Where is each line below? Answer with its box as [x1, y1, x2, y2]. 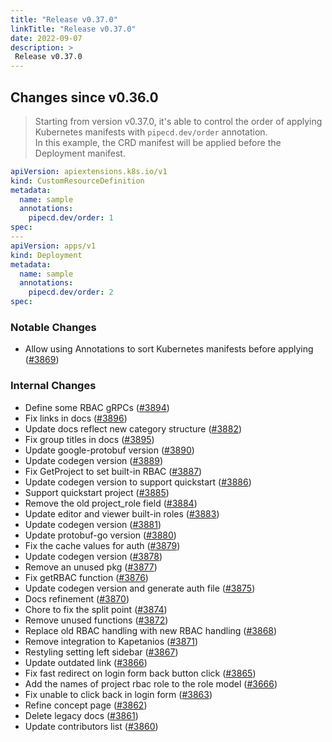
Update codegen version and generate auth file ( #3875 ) [24, 582, 256, 594]
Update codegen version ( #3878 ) [24, 550, 163, 562]
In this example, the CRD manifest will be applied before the [34, 136, 282, 148]
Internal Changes [10, 379, 97, 393]
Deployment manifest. [34, 147, 126, 159]
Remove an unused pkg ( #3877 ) [24, 561, 158, 573]
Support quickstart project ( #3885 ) [24, 486, 170, 498]
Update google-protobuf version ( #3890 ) [24, 444, 195, 456]
